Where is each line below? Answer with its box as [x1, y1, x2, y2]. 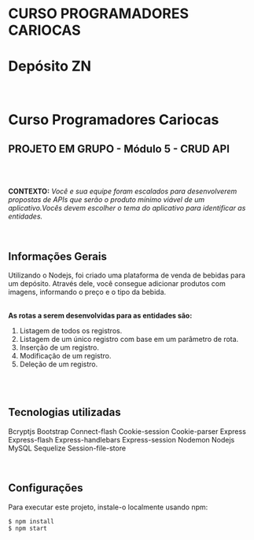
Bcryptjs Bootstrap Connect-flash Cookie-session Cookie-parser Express [8, 426, 246, 436]
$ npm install [8, 517, 55, 525]
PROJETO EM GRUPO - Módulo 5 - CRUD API [8, 142, 230, 156]
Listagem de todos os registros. [19, 325, 123, 335]
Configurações [8, 481, 84, 495]
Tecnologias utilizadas [8, 406, 121, 419]
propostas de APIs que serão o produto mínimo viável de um [8, 195, 205, 204]
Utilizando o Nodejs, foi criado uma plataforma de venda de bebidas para [8, 270, 246, 280]
